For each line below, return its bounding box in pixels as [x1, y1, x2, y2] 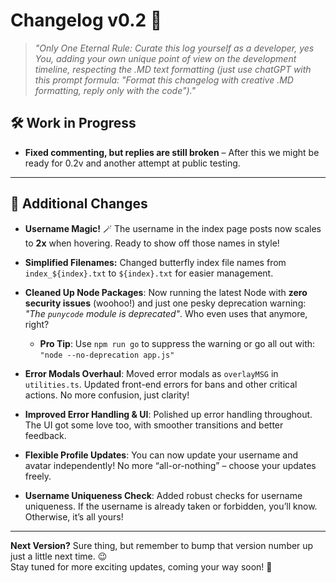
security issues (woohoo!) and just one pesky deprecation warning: [24, 297, 307, 309]
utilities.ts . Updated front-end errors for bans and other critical [24, 378, 298, 390]
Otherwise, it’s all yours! [24, 510, 124, 523]
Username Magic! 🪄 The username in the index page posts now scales [24, 222, 322, 234]
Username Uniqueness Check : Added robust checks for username [24, 489, 303, 501]
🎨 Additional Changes [10, 195, 148, 213]
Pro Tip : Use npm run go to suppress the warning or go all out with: [39, 337, 316, 349]
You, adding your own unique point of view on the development [34, 52, 297, 64]
